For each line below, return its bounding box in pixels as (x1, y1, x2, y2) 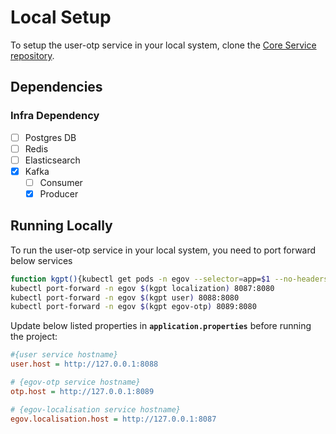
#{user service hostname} (10, 350, 118, 360)
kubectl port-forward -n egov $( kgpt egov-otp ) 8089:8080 (10, 302, 257, 312)
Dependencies (10, 79, 103, 96)
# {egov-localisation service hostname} (10, 404, 182, 415)
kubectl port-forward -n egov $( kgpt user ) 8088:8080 (10, 292, 240, 303)
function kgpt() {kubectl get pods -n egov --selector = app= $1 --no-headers (10, 274, 329, 284)
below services (10, 254, 73, 266)
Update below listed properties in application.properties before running (10, 320, 312, 332)
